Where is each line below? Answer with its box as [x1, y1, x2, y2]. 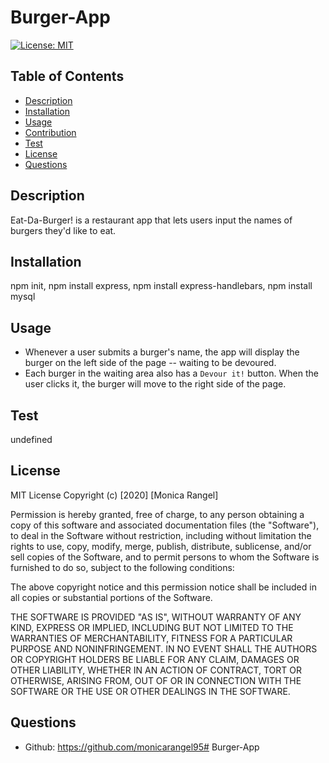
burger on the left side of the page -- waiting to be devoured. [24, 357, 277, 369]
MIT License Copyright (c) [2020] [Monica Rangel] [10, 489, 219, 501]
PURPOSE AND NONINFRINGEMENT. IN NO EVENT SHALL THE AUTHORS [10, 642, 318, 655]
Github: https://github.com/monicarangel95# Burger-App [24, 741, 260, 753]
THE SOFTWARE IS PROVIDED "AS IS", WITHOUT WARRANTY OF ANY [10, 611, 302, 623]
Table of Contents [10, 68, 125, 85]
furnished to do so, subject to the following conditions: [10, 561, 235, 573]
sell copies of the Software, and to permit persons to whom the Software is [10, 551, 320, 563]
